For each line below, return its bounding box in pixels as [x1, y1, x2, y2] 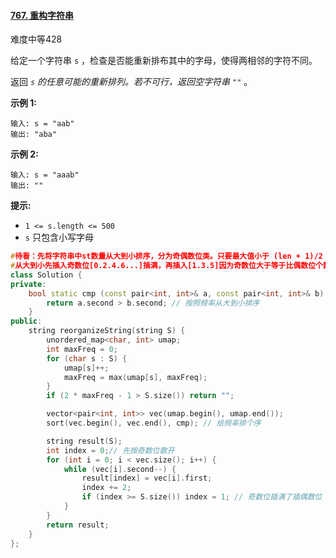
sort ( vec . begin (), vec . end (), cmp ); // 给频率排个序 [46, 418, 262, 429]
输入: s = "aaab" [10, 170, 80, 180]
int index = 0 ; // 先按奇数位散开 [46, 445, 175, 455]
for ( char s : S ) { [46, 353, 128, 364]
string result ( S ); [46, 436, 123, 446]
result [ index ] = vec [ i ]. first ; [81, 473, 213, 484]
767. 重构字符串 [10, 9, 74, 21]
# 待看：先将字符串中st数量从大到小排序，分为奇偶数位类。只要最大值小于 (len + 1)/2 [10, 251, 323, 262]
